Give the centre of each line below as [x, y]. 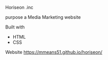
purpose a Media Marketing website [43, 17]
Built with [15, 27]
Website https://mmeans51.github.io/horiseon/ [54, 52]
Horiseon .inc [19, 7]
